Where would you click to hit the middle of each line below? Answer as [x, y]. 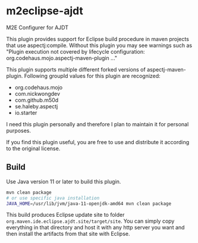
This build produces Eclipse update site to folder [65, 215]
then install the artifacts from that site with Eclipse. [68, 234]
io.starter [26, 113]
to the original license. [33, 148]
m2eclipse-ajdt [45, 11]
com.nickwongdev [37, 94]
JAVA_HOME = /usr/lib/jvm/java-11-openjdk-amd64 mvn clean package [89, 204]
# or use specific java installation [53, 198]
